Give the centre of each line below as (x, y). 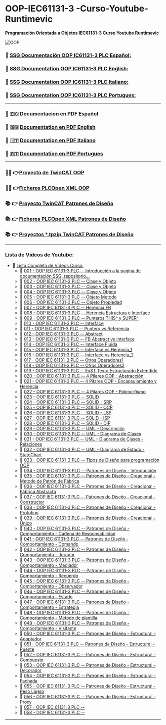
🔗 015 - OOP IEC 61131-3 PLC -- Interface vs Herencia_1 (76, 350)
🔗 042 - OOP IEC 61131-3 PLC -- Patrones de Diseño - (75, 549)
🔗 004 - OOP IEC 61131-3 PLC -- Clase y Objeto (68, 292)
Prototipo (29, 513)
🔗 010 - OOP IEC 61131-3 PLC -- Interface (62, 323)
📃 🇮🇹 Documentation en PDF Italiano (50, 140)
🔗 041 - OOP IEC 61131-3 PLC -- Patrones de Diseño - (74, 539)
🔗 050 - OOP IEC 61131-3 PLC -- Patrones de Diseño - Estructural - (88, 633)
